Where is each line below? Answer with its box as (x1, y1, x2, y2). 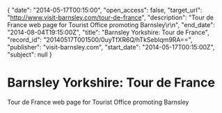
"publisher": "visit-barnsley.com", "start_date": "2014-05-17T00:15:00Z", (7, 43, 215, 51)
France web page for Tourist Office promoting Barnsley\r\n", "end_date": (7, 21, 216, 29)
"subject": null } (7, 50, 52, 59)
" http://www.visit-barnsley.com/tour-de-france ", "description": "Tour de (7, 13, 214, 22)
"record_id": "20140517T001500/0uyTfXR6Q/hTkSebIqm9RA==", (7, 36, 193, 44)
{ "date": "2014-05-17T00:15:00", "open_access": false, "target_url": (7, 6, 203, 14)
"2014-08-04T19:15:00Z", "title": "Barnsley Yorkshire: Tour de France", (7, 28, 210, 36)
